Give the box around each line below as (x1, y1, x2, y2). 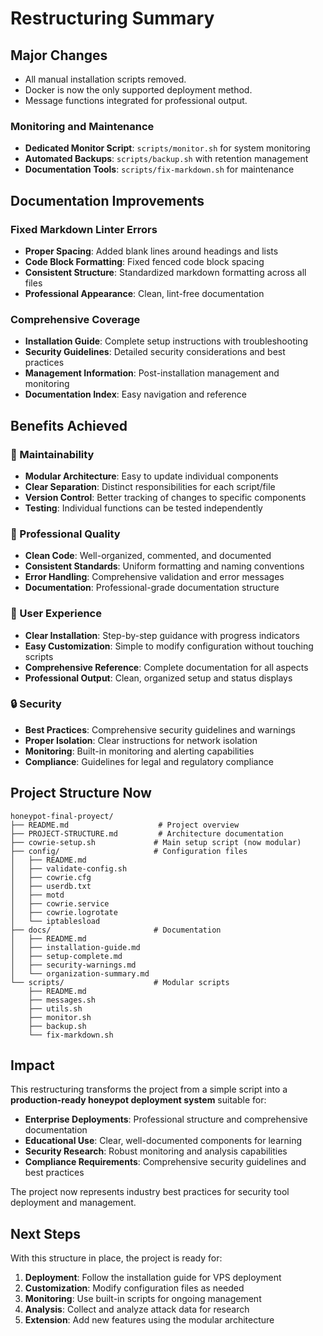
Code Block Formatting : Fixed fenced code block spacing (24, 255, 265, 267)
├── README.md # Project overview (10, 820, 240, 830)
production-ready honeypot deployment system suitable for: (10, 1094, 267, 1106)
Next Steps (10, 1225, 81, 1242)
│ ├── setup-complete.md (10, 951, 123, 961)
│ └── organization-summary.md (10, 968, 150, 979)
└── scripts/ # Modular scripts (10, 977, 230, 987)
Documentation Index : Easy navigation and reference (24, 388, 247, 401)
